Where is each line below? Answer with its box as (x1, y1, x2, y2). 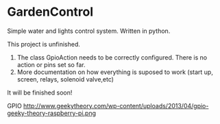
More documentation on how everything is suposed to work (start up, (16, 68, 214, 76)
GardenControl (7, 4, 94, 20)
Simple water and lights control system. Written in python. (7, 27, 171, 35)
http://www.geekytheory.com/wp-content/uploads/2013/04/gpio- (23, 101, 209, 110)
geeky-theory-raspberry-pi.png (7, 109, 96, 117)
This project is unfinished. (7, 40, 81, 48)
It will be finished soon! (7, 88, 73, 97)
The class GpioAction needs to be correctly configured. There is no (16, 53, 208, 62)
